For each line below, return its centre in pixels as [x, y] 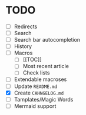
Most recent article [46, 66]
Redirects [26, 26]
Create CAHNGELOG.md [39, 93]
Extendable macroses [40, 79]
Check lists [36, 73]
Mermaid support [35, 106]
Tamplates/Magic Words [44, 99]
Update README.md [36, 86]
